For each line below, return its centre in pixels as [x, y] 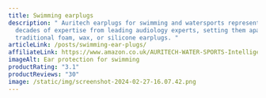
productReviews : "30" [44, 74]
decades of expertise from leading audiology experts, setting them [131, 30]
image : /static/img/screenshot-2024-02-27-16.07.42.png [102, 81]
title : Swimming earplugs [51, 15]
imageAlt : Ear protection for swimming [74, 60]
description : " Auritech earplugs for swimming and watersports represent [134, 23]
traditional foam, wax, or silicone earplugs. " [97, 38]
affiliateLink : [33, 52]
